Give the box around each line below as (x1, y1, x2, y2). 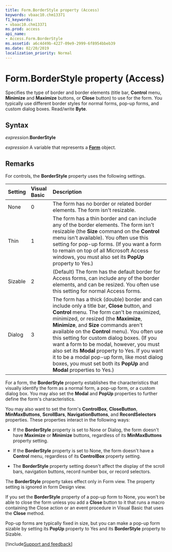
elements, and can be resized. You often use (53, 281, 160, 288)
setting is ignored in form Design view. (5, 484, 86, 490)
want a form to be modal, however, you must (53, 341, 160, 348)
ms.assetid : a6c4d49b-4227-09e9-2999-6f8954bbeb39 (5, 41, 116, 46)
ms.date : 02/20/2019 (5, 46, 50, 51)
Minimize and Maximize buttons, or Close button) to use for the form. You (5, 95, 163, 101)
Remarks (5, 159, 35, 168)
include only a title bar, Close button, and (53, 302, 152, 310)
